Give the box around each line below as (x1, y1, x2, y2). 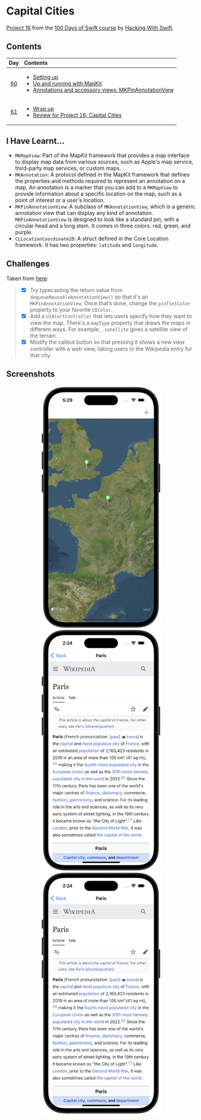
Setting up (32, 73, 59, 81)
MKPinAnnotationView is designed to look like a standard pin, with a (14, 216, 179, 223)
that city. (29, 352, 52, 359)
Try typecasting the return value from (29, 286, 123, 293)
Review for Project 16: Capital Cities (32, 111, 122, 119)
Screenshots (6, 369, 55, 379)
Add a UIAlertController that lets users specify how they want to (29, 312, 192, 320)
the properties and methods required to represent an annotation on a (14, 178, 185, 185)
